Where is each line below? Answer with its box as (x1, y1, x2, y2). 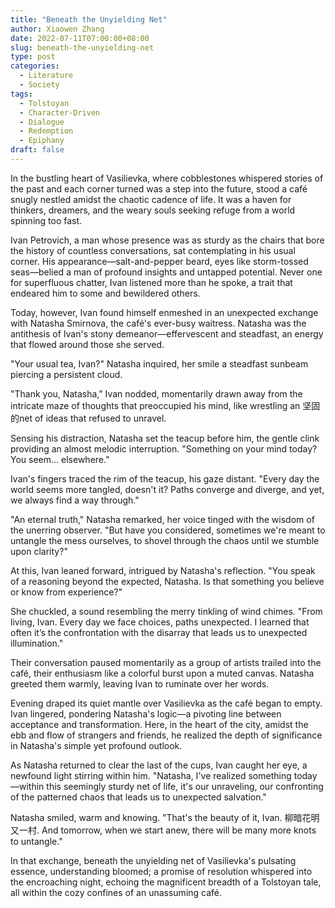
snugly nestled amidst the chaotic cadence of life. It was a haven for (10, 193, 292, 205)
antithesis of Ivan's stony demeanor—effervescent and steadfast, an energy (10, 327, 324, 340)
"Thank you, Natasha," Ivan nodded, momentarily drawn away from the (10, 387, 303, 400)
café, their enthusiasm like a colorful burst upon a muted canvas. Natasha (10, 667, 315, 679)
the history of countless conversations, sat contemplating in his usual (10, 244, 296, 256)
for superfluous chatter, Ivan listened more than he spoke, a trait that (10, 276, 293, 288)
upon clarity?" (10, 545, 68, 557)
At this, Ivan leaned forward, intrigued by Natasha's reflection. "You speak (10, 564, 316, 576)
